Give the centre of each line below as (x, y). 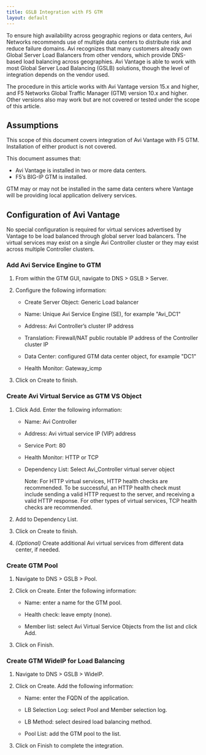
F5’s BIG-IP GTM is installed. (51, 177)
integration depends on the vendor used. (58, 74)
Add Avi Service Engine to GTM (54, 265)
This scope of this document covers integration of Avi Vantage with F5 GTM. (103, 140)
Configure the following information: (61, 290)
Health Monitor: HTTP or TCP (62, 457)
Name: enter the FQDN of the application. (77, 698)
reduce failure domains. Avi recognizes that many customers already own (99, 48)
